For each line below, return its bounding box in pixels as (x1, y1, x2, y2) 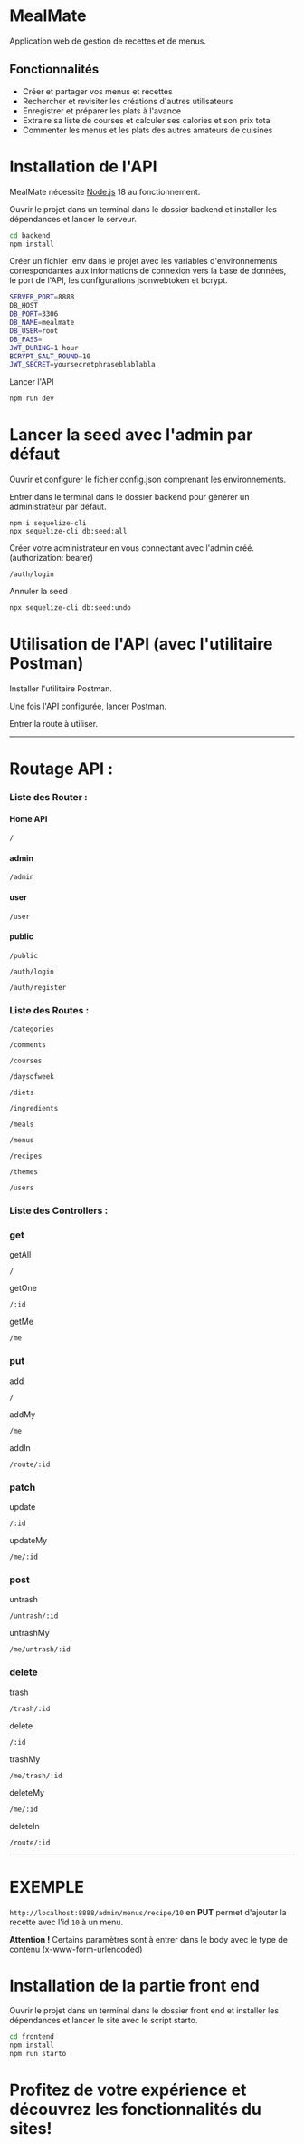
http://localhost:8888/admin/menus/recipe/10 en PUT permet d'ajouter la (9, 1906, 287, 1917)
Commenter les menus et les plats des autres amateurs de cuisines (22, 124, 273, 135)
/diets (9, 1088, 34, 1098)
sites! (9, 2119, 52, 2139)
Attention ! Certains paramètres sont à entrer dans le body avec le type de (9, 1934, 288, 1944)
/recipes (9, 1151, 43, 1161)
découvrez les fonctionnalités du (9, 2100, 262, 2120)
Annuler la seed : (9, 586, 72, 597)
